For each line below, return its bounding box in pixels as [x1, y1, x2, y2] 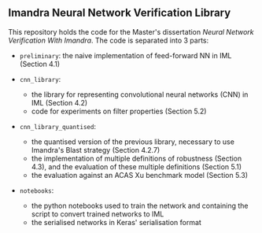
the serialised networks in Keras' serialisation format [31, 217, 202, 227]
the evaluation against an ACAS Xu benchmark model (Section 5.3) [31, 170, 249, 179]
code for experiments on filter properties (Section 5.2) [31, 106, 207, 116]
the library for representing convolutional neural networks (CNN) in [31, 90, 249, 99]
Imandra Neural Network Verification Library [8, 6, 231, 20]
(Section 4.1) [19, 59, 61, 68]
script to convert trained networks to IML [31, 209, 164, 219]
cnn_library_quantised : [19, 121, 97, 131]
